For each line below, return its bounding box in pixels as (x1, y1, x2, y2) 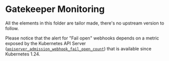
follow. (5, 25, 19, 31)
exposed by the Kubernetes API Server (5, 40, 86, 46)
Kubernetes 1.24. (5, 51, 40, 57)
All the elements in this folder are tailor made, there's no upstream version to (5, 20, 164, 26)
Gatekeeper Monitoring (5, 3, 105, 15)
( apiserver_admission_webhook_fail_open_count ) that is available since (5, 45, 152, 51)
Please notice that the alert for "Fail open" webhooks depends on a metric (5, 35, 159, 41)
